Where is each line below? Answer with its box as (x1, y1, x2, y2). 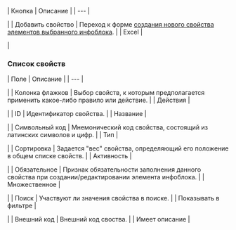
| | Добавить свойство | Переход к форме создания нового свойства (7, 20, 214, 28)
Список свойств (7, 58, 66, 68)
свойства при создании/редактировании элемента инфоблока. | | (7, 173, 205, 181)
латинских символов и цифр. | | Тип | (7, 131, 118, 139)
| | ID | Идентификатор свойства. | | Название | (7, 110, 147, 118)
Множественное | (7, 180, 61, 189)
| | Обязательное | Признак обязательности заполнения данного (7, 165, 202, 174)
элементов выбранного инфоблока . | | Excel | (7, 28, 143, 36)
